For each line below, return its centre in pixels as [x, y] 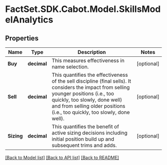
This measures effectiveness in [88, 61]
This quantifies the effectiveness [90, 75]
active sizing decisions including [89, 133]
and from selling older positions [88, 106]
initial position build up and [83, 139]
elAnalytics [29, 20]
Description [92, 52]
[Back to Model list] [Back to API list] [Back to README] [62, 158]
